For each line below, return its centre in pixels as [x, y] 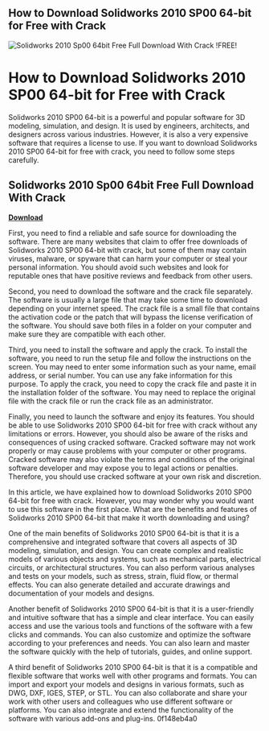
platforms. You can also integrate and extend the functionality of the [121, 710]
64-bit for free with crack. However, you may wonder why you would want [131, 500]
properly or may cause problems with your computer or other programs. [128, 451]
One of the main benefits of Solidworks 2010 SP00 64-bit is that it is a [124, 533]
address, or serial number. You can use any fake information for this [120, 375]
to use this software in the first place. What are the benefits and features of [132, 509]
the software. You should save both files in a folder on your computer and [130, 325]
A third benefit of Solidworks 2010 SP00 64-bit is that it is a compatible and [133, 667]
